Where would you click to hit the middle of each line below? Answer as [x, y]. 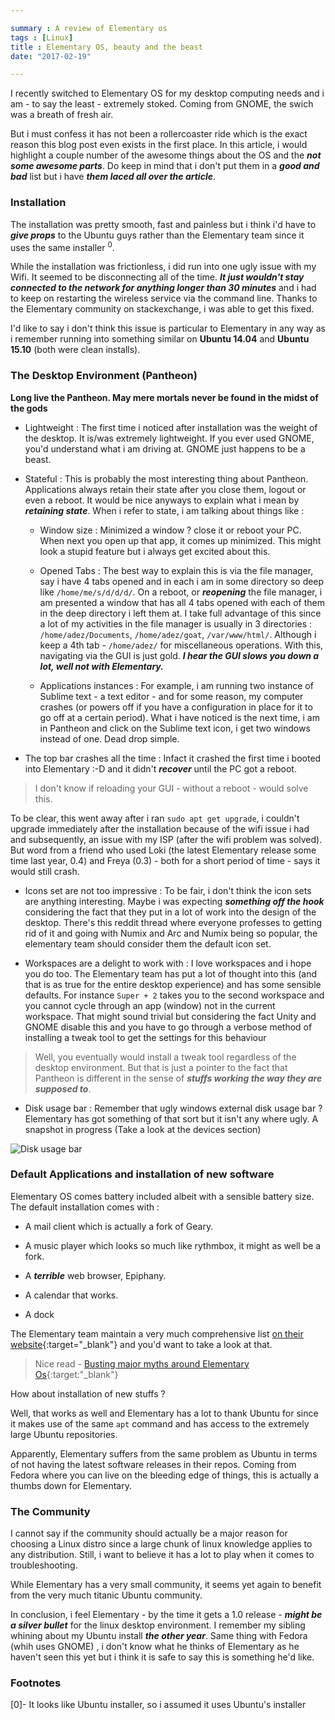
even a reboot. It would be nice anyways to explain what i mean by [162, 500]
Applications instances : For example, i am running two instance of [176, 685]
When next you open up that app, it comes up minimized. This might [180, 540]
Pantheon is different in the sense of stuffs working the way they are [178, 1078]
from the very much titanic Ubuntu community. [106, 1595]
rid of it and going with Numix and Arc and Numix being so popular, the [171, 933]
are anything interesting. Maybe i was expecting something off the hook [174, 901]
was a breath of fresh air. [62, 115]
